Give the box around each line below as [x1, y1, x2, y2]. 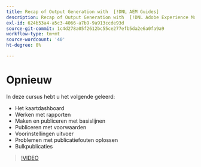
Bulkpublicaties [14, 142, 53, 150]
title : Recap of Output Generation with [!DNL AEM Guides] [6, 8, 160, 15]
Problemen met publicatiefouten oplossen [14, 136, 118, 144]
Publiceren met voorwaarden [14, 123, 87, 130]
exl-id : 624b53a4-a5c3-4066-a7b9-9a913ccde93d [6, 20, 124, 26]
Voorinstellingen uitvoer [14, 130, 74, 137]
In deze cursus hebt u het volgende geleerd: [6, 93, 115, 100]
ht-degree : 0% [6, 42, 42, 48]
